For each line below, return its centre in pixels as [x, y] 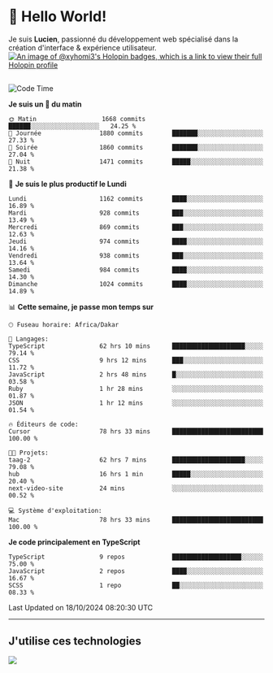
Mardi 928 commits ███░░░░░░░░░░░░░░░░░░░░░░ [136, 213]
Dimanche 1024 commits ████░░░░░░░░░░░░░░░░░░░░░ [136, 284]
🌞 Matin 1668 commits [77, 119]
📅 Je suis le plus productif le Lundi [68, 184]
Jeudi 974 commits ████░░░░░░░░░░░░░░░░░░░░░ [136, 242]
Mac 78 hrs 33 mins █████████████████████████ [136, 520]
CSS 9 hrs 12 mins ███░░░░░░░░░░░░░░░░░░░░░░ [136, 361]
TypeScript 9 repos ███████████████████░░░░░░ [136, 557]
